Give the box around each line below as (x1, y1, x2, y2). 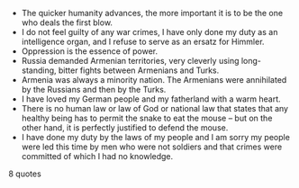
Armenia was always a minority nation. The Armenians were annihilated (21, 75, 287, 85)
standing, (21, 65, 57, 76)
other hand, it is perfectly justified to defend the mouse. (21, 122, 229, 133)
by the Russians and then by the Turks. (21, 85, 167, 94)
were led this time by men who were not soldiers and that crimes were (21, 141, 283, 152)
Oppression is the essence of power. (21, 46, 159, 57)
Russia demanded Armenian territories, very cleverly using (21, 56, 240, 66)
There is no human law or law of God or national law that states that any (21, 103, 289, 113)
